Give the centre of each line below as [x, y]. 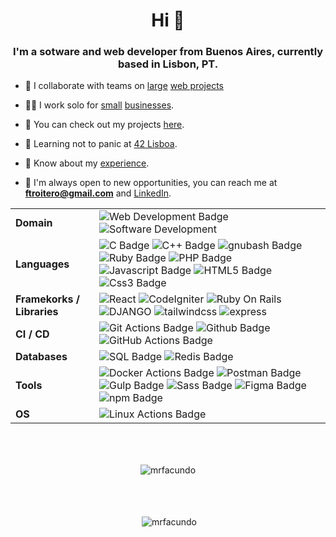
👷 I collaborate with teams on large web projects [124, 86]
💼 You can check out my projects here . [104, 125]
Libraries [37, 312]
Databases [41, 357]
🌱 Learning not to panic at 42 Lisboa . [101, 144]
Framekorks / [48, 299]
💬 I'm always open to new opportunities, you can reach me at [151, 183]
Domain [34, 223]
